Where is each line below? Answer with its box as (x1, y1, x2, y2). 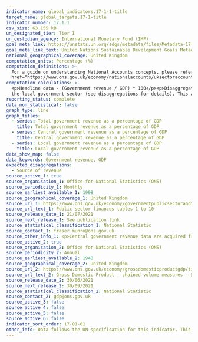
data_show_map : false (6, 151, 60, 157)
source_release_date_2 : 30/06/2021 (6, 277, 94, 283)
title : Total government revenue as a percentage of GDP (16, 124, 160, 130)
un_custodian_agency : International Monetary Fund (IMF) (6, 36, 149, 42)
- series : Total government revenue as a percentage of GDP (11, 119, 162, 124)
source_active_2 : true (6, 239, 62, 245)
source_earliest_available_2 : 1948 (6, 255, 94, 261)
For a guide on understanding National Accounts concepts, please (11, 69, 178, 75)
